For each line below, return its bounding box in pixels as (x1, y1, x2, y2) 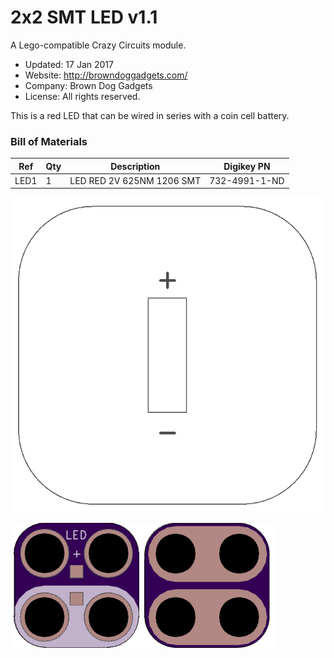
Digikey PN (223, 160, 271, 172)
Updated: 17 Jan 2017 (24, 58, 114, 70)
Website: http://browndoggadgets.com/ (24, 69, 188, 81)
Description (110, 160, 161, 172)
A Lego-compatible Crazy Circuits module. (10, 39, 187, 51)
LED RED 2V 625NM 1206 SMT (69, 174, 202, 186)
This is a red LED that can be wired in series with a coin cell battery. (10, 109, 290, 121)
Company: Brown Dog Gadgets (24, 79, 153, 91)
